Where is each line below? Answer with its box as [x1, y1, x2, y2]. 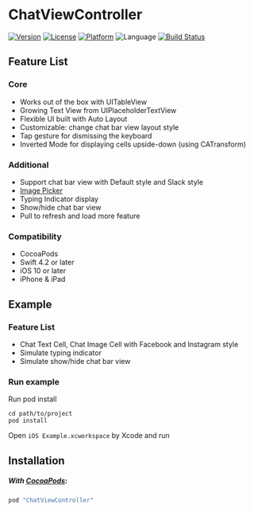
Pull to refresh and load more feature [19, 211, 140, 221]
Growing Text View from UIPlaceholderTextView [19, 105, 177, 115]
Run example [8, 376, 60, 387]
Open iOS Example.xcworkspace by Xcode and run [8, 431, 171, 440]
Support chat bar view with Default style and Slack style [19, 177, 204, 186]
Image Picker [19, 186, 63, 195]
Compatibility [8, 231, 62, 242]
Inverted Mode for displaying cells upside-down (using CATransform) [19, 139, 246, 149]
